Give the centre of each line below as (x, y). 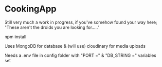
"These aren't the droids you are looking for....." (52, 27)
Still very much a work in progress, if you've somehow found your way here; (81, 22)
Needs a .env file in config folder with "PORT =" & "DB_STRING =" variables (81, 55)
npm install (16, 37)
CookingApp (31, 9)
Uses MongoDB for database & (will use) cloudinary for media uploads (75, 46)
